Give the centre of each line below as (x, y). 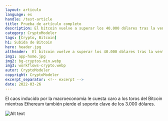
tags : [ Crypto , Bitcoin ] (31, 38)
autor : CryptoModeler (28, 70)
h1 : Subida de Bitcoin (29, 42)
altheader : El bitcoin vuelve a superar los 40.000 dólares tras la (79, 51)
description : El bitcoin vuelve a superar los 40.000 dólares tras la (80, 28)
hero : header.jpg (23, 47)
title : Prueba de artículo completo (43, 24)
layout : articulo (23, 10)
